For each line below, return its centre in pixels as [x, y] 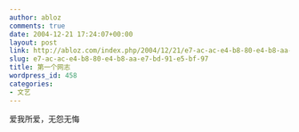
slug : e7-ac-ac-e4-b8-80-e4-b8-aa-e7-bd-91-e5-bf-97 [109, 59]
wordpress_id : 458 [43, 76]
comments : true [37, 26]
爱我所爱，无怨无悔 [44, 119]
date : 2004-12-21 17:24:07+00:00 [71, 34]
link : [19, 51]
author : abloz [36, 17]
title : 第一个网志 [40, 68]
